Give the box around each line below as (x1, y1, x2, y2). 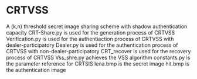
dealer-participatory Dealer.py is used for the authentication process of (6, 42, 178, 49)
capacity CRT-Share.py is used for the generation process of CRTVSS (6, 29, 175, 36)
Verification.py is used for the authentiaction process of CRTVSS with (6, 35, 174, 42)
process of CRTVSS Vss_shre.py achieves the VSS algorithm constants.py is (6, 54, 191, 61)
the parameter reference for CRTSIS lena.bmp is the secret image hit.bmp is (6, 60, 189, 67)
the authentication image (6, 66, 66, 73)
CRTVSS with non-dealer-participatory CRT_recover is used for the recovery (6, 47, 191, 54)
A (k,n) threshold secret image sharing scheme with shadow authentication (6, 23, 188, 30)
